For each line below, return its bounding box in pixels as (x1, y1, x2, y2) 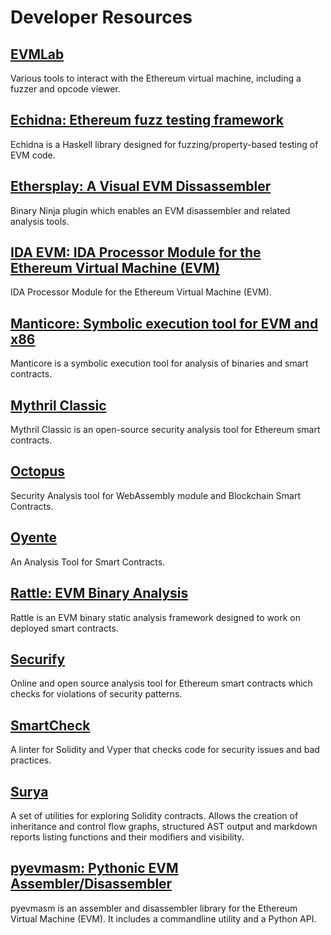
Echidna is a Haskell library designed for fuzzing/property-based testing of (10, 138, 319, 150)
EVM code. (10, 149, 56, 161)
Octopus (10, 463, 65, 480)
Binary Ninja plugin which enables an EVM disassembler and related (10, 204, 291, 216)
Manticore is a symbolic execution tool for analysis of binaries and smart (10, 357, 309, 370)
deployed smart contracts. (10, 622, 119, 634)
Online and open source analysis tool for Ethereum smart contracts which (10, 677, 313, 690)
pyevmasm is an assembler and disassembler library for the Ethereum (10, 902, 298, 914)
